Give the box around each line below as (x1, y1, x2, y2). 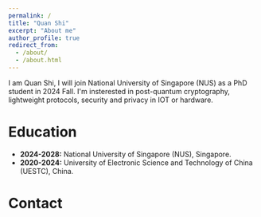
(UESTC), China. (19, 166, 74, 176)
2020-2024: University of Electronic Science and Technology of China (19, 157, 253, 168)
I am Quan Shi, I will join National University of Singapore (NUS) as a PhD (8, 77, 247, 88)
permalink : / (8, 11, 52, 20)
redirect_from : (8, 41, 59, 49)
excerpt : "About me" (8, 26, 77, 34)
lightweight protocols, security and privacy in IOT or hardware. (8, 95, 213, 105)
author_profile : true (8, 34, 80, 42)
